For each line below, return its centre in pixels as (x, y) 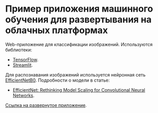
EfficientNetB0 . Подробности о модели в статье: (58, 80)
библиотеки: (19, 50)
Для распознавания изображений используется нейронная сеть (75, 74)
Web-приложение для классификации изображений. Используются (79, 44)
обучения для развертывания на (78, 20)
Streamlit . (23, 65)
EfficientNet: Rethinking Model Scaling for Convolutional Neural (79, 90)
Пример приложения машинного (79, 9)
